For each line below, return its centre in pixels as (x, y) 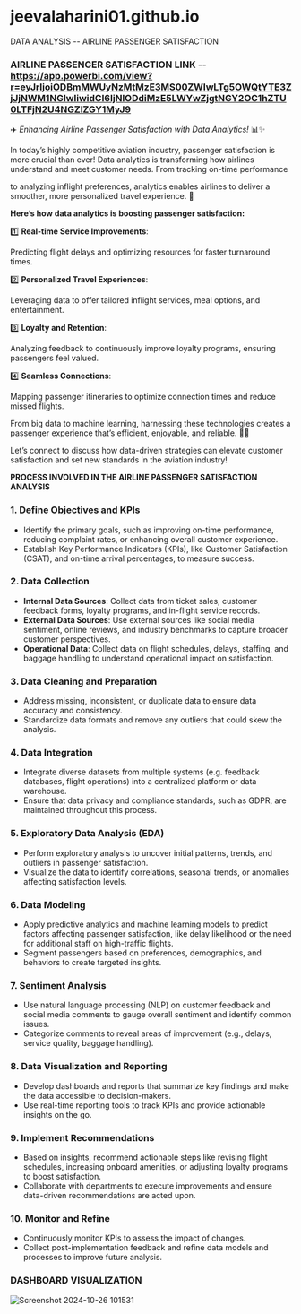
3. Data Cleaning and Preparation (84, 681)
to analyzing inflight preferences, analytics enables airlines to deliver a (140, 186)
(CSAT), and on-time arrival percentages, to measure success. (138, 558)
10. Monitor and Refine (60, 1218)
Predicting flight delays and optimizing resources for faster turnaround (140, 252)
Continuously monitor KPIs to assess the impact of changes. (134, 1238)
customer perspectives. (67, 639)
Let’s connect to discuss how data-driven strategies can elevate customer (147, 451)
